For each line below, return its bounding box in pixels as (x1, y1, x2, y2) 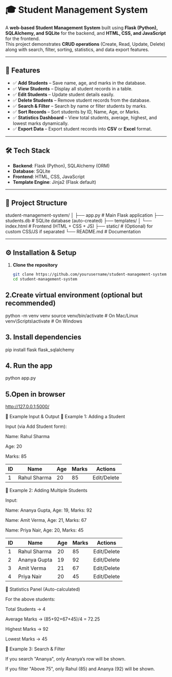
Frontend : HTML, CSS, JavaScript (12, 173, 85, 180)
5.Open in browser (5, 390, 66, 399)
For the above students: (5, 596, 55, 603)
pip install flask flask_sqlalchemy (5, 346, 75, 352)
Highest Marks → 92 (5, 626, 49, 632)
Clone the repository (12, 262, 58, 268)
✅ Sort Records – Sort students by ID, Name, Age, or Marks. (12, 108, 140, 115)
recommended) (5, 299, 56, 308)
